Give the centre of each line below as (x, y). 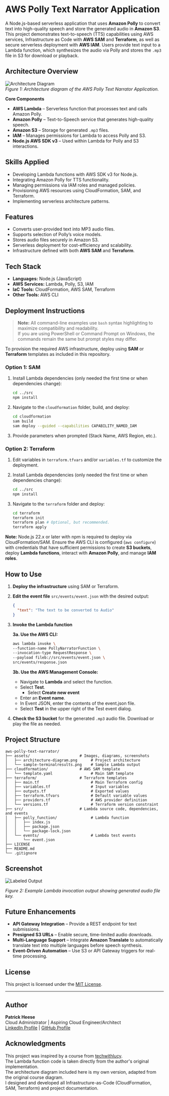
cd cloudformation (32, 417)
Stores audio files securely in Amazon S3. (56, 240)
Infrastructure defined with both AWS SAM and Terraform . (73, 251)
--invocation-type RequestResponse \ (52, 653)
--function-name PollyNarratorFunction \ (57, 648)
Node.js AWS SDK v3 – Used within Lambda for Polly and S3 (76, 141)
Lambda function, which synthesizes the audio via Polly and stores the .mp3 (83, 50)
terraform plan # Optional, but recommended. (61, 522)
